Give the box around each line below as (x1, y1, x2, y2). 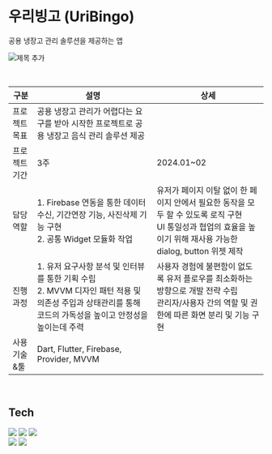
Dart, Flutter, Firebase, (36, 343, 122, 354)
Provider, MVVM (36, 353, 100, 365)
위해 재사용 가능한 (173, 233, 239, 244)
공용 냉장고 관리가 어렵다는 (36, 105, 134, 117)
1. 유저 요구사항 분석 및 (36, 260, 121, 272)
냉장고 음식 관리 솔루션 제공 (46, 130, 146, 141)
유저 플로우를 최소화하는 (166, 272, 253, 284)
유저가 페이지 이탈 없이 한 (156, 184, 249, 195)
